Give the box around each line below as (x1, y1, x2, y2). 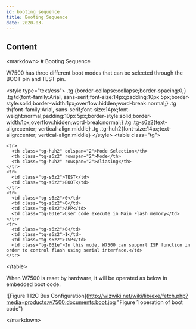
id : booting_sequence (6, 8, 60, 15)
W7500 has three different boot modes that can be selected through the (6, 69, 183, 76)
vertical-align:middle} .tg (38, 125, 99, 132)
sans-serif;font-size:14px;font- (55, 106, 131, 113)
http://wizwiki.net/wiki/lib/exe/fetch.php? (88, 293, 189, 300)
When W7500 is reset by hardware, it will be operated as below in (6, 275, 168, 282)
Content (6, 42, 38, 52)
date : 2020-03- (6, 20, 44, 26)
